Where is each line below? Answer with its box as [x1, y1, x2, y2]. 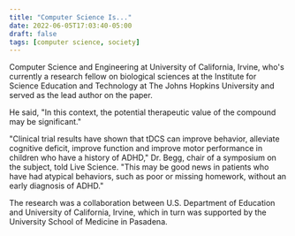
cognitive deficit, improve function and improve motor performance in [9, 143, 263, 154]
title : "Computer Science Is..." [9, 12, 132, 22]
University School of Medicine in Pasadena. [9, 217, 168, 227]
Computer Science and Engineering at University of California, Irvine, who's [9, 62, 284, 72]
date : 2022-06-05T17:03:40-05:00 [9, 21, 132, 30]
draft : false [9, 29, 57, 38]
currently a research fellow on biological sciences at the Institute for [9, 72, 257, 82]
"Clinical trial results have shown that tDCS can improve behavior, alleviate [9, 133, 280, 144]
